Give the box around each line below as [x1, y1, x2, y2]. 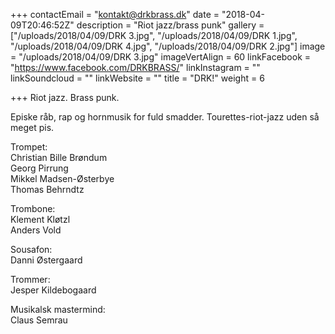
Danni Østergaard [10, 254, 83, 266]
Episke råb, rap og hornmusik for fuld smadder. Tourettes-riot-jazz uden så [10, 111, 320, 123]
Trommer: [10, 274, 51, 285]
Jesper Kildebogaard [10, 284, 97, 296]
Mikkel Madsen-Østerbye [10, 173, 115, 184]
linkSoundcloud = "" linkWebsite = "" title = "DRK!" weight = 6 [10, 72, 265, 84]
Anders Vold [10, 224, 62, 236]
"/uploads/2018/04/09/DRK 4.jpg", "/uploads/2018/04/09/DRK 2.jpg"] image [10, 40, 326, 52]
